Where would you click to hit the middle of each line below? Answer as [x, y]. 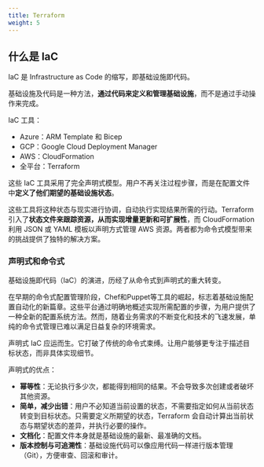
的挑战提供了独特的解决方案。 [56, 239]
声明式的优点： [32, 370]
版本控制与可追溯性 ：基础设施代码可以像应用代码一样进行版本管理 [126, 445]
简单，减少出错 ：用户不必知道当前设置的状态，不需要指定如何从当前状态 [136, 406]
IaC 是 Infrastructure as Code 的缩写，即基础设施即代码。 [101, 77]
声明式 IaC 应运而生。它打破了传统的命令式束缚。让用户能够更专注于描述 [126, 343]
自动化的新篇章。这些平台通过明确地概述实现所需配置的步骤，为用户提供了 [135, 307]
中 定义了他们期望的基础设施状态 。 [63, 193]
